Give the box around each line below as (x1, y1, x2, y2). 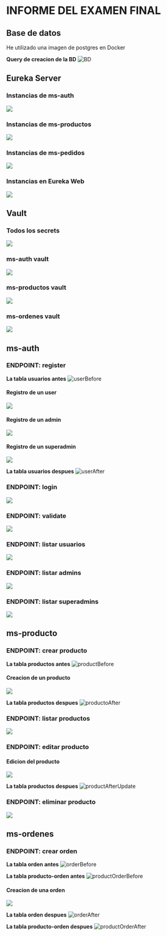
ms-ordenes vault (6, 312, 61, 320)
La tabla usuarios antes (6, 375, 67, 382)
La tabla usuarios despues (6, 468, 75, 475)
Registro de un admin (6, 416, 61, 423)
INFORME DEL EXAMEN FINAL (6, 4, 162, 18)
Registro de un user (6, 389, 57, 396)
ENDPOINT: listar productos (6, 714, 90, 722)
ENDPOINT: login (6, 483, 58, 492)
